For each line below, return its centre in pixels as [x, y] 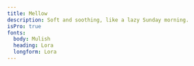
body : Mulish [32, 39]
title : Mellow [28, 13]
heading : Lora [33, 45]
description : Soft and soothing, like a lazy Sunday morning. [98, 20]
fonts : [17, 33]
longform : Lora [35, 52]
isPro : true [24, 26]
